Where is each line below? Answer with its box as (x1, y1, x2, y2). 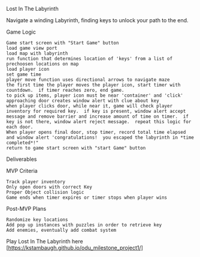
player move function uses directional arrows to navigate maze (6, 77, 170, 83)
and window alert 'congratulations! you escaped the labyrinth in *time (6, 135, 195, 141)
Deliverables (6, 156, 37, 163)
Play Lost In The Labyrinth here (6, 238, 83, 245)
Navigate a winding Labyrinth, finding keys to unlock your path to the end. (6, 17, 189, 23)
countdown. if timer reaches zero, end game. (6, 87, 125, 93)
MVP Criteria (6, 168, 38, 174)
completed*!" (6, 140, 39, 146)
